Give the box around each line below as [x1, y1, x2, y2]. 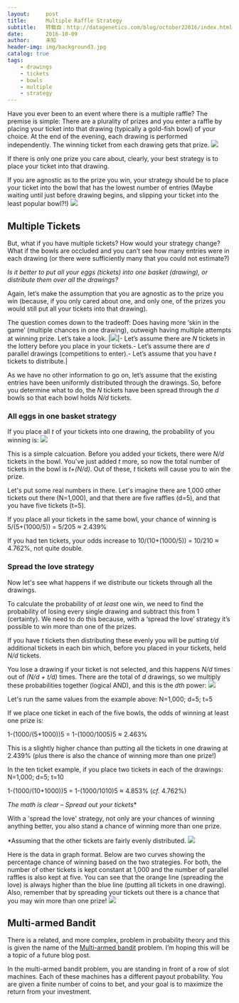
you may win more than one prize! [7, 896, 107, 905]
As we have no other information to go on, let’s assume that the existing [7, 370, 218, 379]
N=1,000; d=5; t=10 [7, 772, 64, 781]
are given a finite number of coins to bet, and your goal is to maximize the [7, 980, 223, 989]
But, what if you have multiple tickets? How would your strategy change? [7, 239, 221, 247]
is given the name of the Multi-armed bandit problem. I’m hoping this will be [7, 943, 230, 952]
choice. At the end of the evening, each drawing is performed [7, 132, 188, 141]
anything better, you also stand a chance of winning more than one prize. [7, 821, 222, 830]
